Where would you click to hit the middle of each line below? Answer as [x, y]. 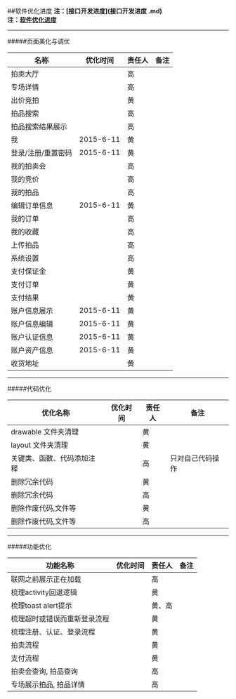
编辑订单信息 [32, 205]
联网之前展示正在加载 [46, 579]
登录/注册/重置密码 [41, 153]
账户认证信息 [32, 337]
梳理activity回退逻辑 [44, 592]
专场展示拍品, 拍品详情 [48, 685]
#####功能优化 [29, 546]
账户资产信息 [32, 350]
